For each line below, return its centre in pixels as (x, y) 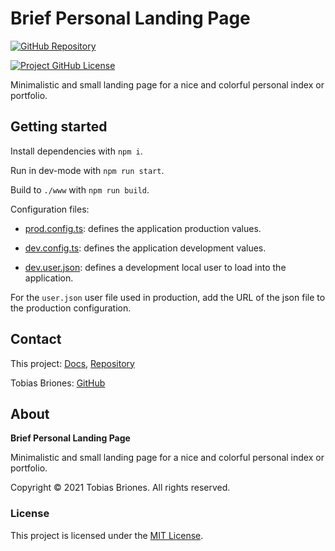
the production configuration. (71, 308)
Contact (36, 339)
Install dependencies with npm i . (76, 151)
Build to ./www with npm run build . (80, 189)
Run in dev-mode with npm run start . (87, 170)
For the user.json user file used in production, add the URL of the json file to (168, 297)
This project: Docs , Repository (72, 363)
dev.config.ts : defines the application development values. (145, 248)
